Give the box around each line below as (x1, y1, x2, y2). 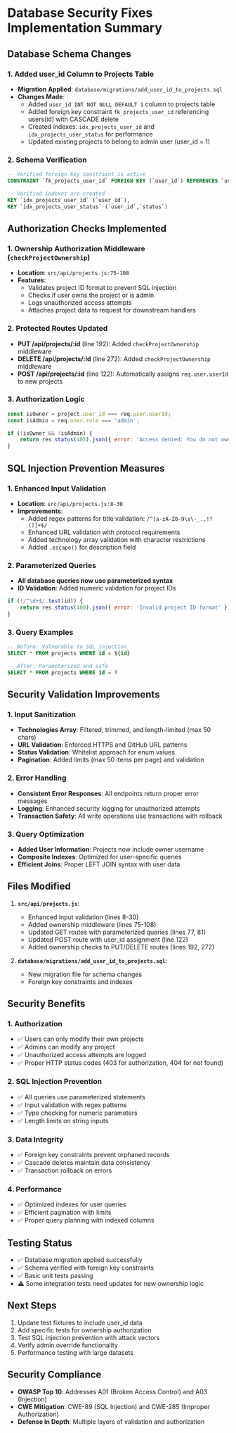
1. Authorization (7, 1019, 63, 1029)
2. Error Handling (7, 773, 67, 783)
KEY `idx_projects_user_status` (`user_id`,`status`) (7, 203, 169, 210)
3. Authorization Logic (7, 394, 85, 404)
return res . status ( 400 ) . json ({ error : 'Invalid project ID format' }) (20, 604, 231, 612)
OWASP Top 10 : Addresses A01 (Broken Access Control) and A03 (17, 1387, 208, 1396)
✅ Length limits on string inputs (17, 1116, 109, 1125)
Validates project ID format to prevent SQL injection (27, 284, 177, 292)
